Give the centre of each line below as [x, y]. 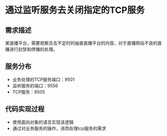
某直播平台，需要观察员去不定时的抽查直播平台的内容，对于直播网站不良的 [81, 43]
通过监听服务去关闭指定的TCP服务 [75, 10]
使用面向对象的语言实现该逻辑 [43, 122]
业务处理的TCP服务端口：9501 [43, 79]
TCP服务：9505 [29, 92]
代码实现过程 [25, 109]
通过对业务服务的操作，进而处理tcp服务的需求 [59, 128]
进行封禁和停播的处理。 [33, 49]
